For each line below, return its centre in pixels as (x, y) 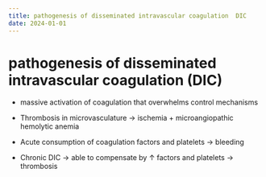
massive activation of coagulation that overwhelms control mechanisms (139, 102)
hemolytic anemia (50, 126)
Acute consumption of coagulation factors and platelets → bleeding (132, 142)
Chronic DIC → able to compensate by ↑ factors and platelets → (127, 158)
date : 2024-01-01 (37, 23)
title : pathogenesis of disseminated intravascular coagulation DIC (128, 16)
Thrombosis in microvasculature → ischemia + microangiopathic (127, 118)
